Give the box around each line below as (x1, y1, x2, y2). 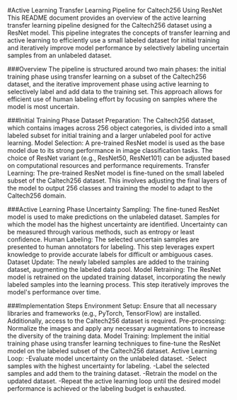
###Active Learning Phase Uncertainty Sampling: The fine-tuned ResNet (7, 205, 220, 213)
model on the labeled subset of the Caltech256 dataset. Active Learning (7, 347, 217, 355)
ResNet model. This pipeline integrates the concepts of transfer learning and (7, 28, 231, 37)
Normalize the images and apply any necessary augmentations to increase (7, 324, 225, 332)
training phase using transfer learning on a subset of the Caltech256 (7, 72, 207, 81)
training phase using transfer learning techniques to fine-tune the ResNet (7, 339, 221, 348)
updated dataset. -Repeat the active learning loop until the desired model (7, 377, 221, 385)
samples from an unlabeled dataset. (7, 51, 112, 59)
